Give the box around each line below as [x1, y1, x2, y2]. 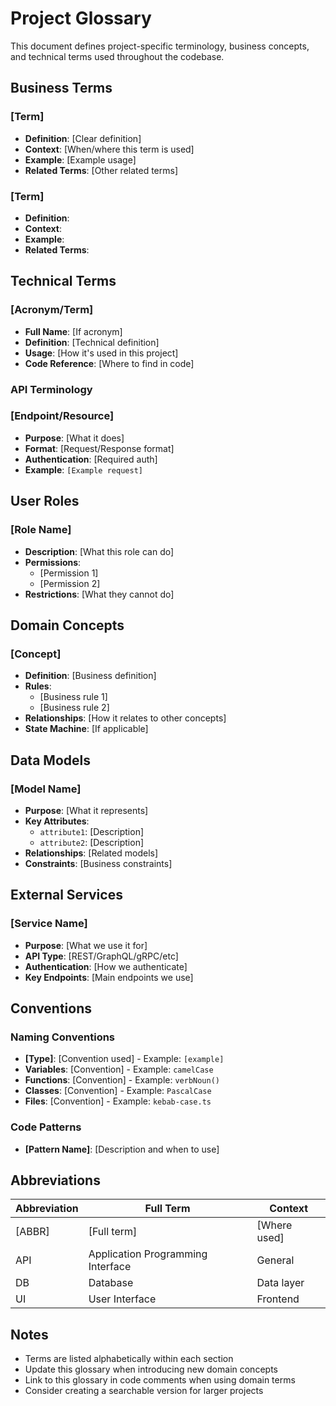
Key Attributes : [24, 815, 90, 827]
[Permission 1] [39, 567, 99, 579]
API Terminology [10, 382, 93, 396]
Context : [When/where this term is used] [24, 143, 195, 155]
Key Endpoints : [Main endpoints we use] [24, 971, 194, 983]
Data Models [10, 752, 91, 769]
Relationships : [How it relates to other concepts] [24, 712, 227, 724]
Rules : [24, 680, 52, 692]
